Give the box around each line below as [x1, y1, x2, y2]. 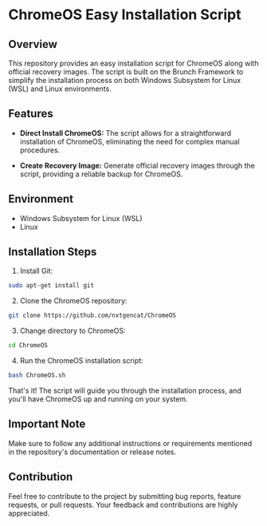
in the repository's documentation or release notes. [8, 447, 177, 457]
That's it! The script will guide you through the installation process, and [8, 386, 241, 395]
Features [8, 107, 53, 121]
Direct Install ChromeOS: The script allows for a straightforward [19, 128, 232, 137]
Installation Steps [8, 245, 97, 259]
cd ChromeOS [8, 342, 48, 350]
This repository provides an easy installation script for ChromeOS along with [8, 58, 259, 68]
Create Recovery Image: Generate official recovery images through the [19, 160, 255, 170]
